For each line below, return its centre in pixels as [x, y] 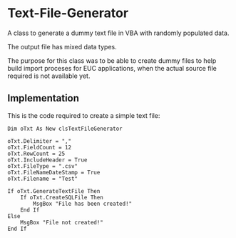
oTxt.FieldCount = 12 [40, 147]
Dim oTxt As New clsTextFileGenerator [65, 129]
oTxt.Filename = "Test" [43, 179]
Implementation [43, 98]
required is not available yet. [49, 76]
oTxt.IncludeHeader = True [47, 160]
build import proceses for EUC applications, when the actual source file [112, 68]
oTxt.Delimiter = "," [40, 141]
